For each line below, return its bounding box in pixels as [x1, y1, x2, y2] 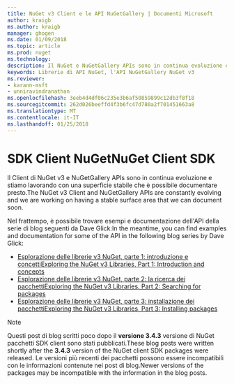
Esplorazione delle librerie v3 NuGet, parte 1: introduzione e [17, 253, 189, 261]
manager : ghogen [7, 29, 54, 37]
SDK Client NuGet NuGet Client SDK [7, 151, 216, 166]
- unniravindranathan [7, 88, 70, 95]
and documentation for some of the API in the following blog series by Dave [7, 232, 224, 240]
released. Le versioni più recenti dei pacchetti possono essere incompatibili [7, 354, 224, 362]
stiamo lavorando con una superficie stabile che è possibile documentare [7, 181, 218, 189]
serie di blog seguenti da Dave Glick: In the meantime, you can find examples [7, 224, 227, 232]
